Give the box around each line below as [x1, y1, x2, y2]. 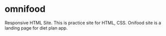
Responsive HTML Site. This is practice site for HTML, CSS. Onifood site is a [4, 20, 162, 26]
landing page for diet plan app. [4, 25, 68, 31]
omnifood [4, 3, 46, 15]
